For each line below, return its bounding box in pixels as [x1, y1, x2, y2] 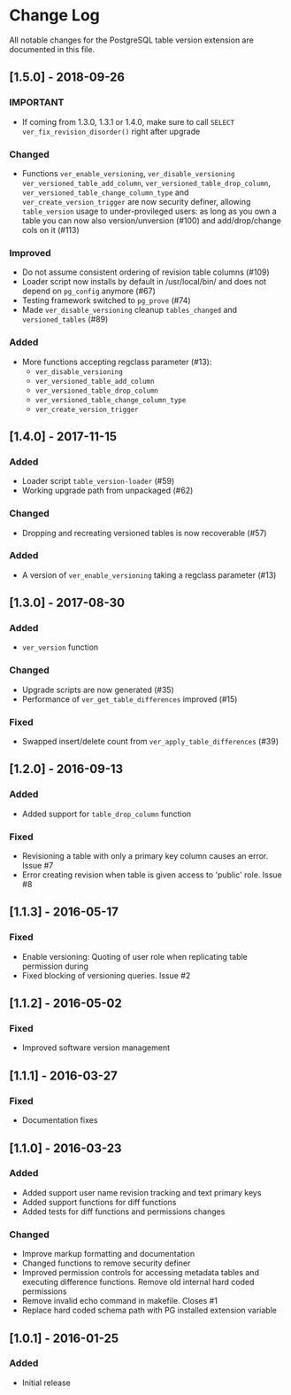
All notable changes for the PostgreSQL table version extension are [9, 35, 254, 45]
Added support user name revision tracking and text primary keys [21, 1187, 262, 1197]
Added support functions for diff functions [21, 1196, 177, 1207]
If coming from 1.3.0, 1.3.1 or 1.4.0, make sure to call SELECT [21, 116, 235, 127]
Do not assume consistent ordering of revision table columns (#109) [21, 267, 270, 277]
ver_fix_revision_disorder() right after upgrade [21, 126, 201, 136]
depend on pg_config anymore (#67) [21, 285, 157, 297]
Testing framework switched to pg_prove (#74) [21, 295, 192, 306]
